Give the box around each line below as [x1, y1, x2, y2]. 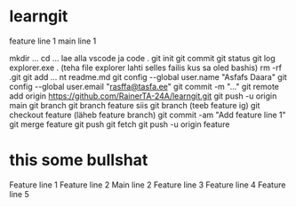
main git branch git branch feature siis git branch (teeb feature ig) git [9, 100, 260, 110]
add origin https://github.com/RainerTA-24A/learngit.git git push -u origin [9, 91, 277, 101]
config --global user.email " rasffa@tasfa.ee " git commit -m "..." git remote [9, 81, 280, 92]
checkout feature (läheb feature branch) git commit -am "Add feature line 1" [9, 109, 286, 120]
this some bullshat [9, 150, 148, 171]
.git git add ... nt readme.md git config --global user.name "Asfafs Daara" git [9, 71, 287, 82]
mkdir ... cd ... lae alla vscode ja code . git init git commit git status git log [9, 52, 276, 63]
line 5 [9, 188, 29, 199]
